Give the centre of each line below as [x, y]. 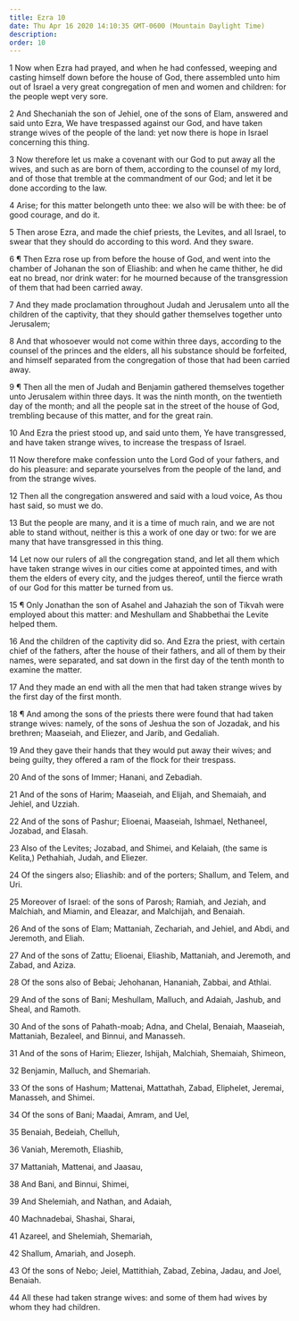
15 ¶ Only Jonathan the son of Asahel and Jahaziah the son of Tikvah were [146, 605]
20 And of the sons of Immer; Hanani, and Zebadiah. [106, 777]
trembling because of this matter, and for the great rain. [111, 416]
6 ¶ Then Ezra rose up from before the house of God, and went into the [140, 259]
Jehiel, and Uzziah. [45, 804]
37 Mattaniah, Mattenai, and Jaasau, [76, 1167]
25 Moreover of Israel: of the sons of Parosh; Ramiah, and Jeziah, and [137, 902]
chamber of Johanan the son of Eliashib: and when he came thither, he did [146, 268]
